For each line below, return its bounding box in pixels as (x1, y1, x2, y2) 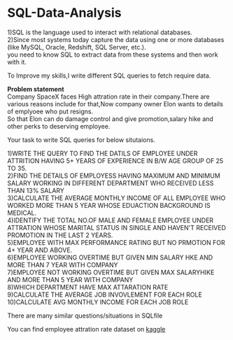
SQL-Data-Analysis (7, 5, 122, 21)
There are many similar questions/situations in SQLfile (7, 311, 163, 320)
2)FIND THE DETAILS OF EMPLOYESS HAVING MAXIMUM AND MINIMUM (7, 171, 220, 180)
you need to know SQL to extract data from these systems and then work (7, 50, 218, 59)
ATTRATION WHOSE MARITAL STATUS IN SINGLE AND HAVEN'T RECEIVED (7, 223, 226, 232)
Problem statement (7, 85, 64, 93)
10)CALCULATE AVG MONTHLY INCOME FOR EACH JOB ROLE (7, 297, 189, 306)
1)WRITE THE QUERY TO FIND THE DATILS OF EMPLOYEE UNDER (7, 149, 198, 157)
